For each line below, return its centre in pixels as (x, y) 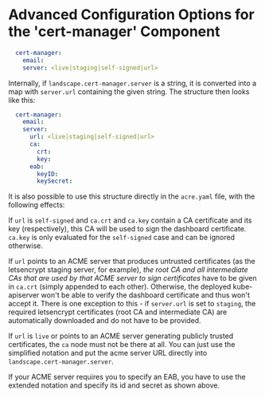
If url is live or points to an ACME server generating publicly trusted (121, 336)
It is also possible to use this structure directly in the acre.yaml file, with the (132, 196)
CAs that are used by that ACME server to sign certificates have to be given (132, 278)
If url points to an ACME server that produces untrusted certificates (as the (132, 262)
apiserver (24, 295)
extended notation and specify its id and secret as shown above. (114, 385)
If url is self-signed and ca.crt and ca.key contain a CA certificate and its (130, 220)
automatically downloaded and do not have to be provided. (105, 321)
